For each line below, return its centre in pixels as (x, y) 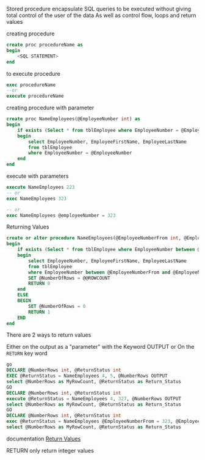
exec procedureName (31, 85)
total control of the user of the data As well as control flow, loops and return (101, 15)
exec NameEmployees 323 (37, 199)
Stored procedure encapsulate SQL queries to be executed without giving (99, 9)
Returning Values (28, 227)
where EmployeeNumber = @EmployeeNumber (80, 153)
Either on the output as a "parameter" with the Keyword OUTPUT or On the (100, 347)
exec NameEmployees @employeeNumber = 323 (61, 215)
